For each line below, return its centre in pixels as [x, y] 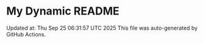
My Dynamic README [63, 11]
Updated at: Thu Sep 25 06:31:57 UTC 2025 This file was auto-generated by [102, 28]
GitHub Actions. [26, 34]
